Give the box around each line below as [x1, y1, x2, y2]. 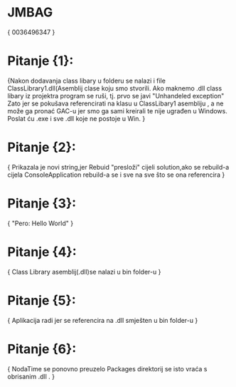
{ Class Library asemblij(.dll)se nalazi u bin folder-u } [7, 267, 161, 276]
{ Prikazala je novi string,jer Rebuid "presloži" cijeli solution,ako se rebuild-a [7, 162, 230, 171]
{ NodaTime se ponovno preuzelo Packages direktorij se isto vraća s [7, 364, 208, 373]
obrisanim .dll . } [7, 372, 55, 381]
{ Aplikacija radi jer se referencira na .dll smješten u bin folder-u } [7, 316, 198, 324]
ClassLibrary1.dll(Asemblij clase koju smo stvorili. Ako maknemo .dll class [7, 83, 222, 93]
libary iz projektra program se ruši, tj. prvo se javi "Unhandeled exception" [7, 91, 225, 100]
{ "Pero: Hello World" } [7, 219, 73, 227]
